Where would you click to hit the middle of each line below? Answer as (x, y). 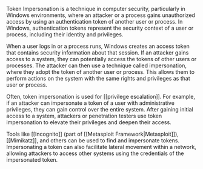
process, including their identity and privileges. (65, 35)
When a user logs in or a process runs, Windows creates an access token (98, 46)
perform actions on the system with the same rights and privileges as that (98, 78)
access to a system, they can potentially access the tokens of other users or (101, 59)
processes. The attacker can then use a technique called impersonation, (96, 65)
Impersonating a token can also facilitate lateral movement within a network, (101, 147)
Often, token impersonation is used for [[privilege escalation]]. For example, (101, 97)
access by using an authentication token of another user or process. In (95, 22)
